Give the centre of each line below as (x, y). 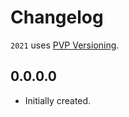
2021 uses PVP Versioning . (65, 45)
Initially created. (58, 100)
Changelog (57, 17)
